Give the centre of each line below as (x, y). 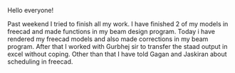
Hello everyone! (31, 10)
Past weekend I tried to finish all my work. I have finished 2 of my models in (118, 24)
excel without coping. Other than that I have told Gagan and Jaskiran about (117, 54)
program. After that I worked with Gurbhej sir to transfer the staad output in (117, 46)
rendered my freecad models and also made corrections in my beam (108, 39)
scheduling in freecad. (40, 62)
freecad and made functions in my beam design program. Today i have (111, 32)
